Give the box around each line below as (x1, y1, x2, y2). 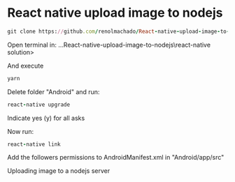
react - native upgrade (7, 101, 71, 108)
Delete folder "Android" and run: (7, 87, 100, 96)
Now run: (7, 127, 34, 135)
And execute (7, 61, 44, 70)
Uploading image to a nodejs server (7, 167, 111, 175)
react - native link (7, 141, 61, 148)
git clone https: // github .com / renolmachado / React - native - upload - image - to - (7, 28, 230, 35)
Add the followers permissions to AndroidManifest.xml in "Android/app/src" (7, 153, 225, 162)
